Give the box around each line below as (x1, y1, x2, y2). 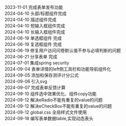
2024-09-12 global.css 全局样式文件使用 (4, 109, 87, 115)
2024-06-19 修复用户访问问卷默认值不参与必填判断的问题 (4, 47, 121, 53)
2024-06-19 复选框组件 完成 (4, 42, 62, 47)
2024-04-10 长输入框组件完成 (4, 29, 65, 35)
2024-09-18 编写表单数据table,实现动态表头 (4, 116, 94, 121)
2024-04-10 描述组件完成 (4, 17, 57, 22)
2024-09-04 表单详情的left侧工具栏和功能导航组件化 (4, 66, 111, 72)
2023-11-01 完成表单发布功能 (4, 4, 63, 10)
